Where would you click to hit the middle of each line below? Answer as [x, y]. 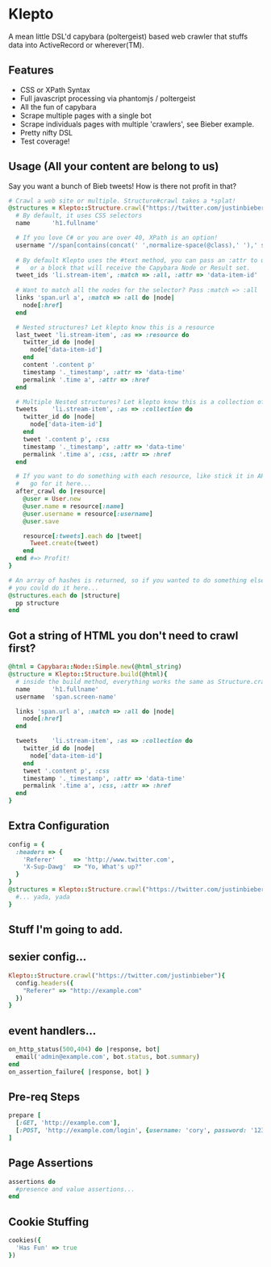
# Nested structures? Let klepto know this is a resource [115, 327]
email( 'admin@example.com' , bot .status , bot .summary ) [108, 1057]
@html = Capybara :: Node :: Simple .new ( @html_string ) [95, 667]
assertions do [32, 1182]
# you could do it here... [54, 588]
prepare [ [25, 1115]
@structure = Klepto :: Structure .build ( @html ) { [88, 674]
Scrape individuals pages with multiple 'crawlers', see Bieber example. [137, 124]
